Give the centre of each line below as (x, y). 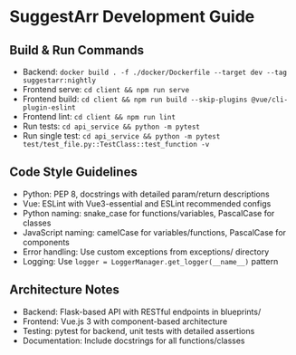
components (46, 242)
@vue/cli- (270, 100)
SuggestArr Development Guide (132, 17)
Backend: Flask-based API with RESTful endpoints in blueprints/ (142, 312)
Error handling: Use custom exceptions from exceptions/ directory (146, 252)
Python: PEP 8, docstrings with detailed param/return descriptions (146, 194)
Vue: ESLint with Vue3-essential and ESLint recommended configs (147, 203)
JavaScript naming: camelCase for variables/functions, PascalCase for (154, 232)
